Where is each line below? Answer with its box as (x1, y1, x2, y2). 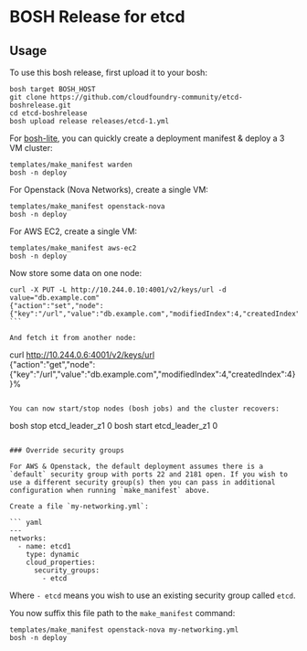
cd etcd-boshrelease (9, 109, 89, 118)
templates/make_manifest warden (9, 160, 132, 169)
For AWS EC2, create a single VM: (9, 226, 138, 237)
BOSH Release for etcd (9, 6, 185, 27)
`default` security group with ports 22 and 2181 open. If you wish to (9, 470, 288, 479)
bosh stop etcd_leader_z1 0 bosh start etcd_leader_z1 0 (9, 421, 218, 431)
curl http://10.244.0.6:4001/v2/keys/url (9, 349, 155, 360)
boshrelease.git (9, 101, 71, 110)
